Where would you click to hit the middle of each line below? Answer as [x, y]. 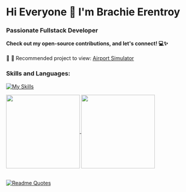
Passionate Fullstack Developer [52, 31]
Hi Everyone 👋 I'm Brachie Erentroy [93, 12]
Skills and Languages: [38, 74]
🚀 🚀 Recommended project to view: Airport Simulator [70, 58]
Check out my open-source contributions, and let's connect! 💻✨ [87, 44]
